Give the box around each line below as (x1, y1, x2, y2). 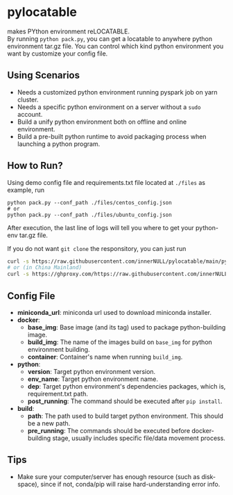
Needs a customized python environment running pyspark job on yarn (17, 88, 218, 96)
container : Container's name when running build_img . (27, 352, 183, 361)
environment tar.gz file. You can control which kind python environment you (7, 42, 224, 50)
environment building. (27, 346, 90, 353)
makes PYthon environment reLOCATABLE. (7, 27, 130, 35)
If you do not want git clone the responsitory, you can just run (7, 244, 187, 252)
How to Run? (7, 160, 64, 172)
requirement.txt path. (27, 390, 89, 398)
